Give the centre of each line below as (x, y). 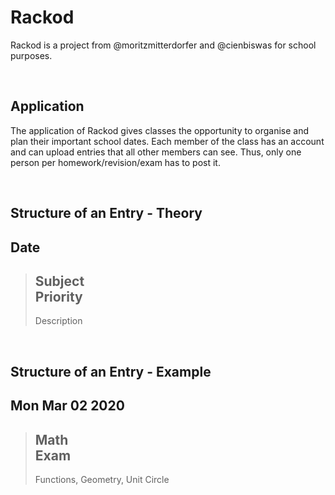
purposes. (31, 55)
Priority (58, 296)
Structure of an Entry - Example (111, 371)
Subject (59, 281)
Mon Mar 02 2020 (67, 406)
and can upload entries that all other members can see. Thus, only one (156, 152)
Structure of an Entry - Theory (106, 213)
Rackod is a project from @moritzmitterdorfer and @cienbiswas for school (163, 45)
